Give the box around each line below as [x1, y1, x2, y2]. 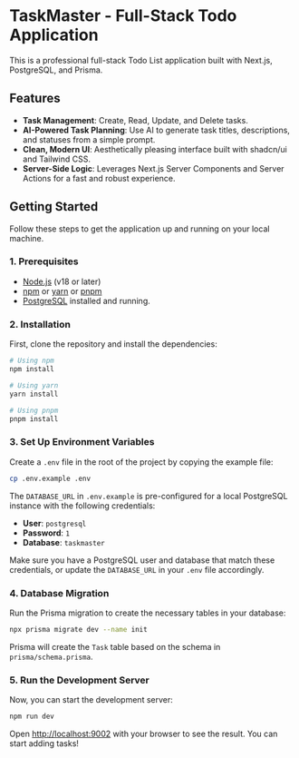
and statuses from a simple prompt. [22, 133, 156, 145]
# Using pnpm [9, 406, 59, 415]
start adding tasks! [9, 737, 80, 749]
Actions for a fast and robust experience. [22, 172, 176, 183]
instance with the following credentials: [9, 500, 156, 511]
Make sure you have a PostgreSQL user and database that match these [9, 555, 275, 566]
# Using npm [9, 356, 54, 366]
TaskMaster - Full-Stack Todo [9, 5, 237, 26]
